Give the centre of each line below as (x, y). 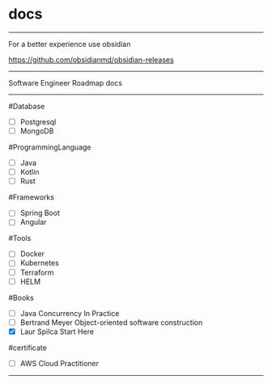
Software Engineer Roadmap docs (66, 82)
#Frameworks (32, 197)
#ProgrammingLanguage (50, 147)
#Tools (20, 238)
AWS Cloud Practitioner (59, 363)
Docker (32, 254)
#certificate (28, 348)
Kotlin (30, 172)
